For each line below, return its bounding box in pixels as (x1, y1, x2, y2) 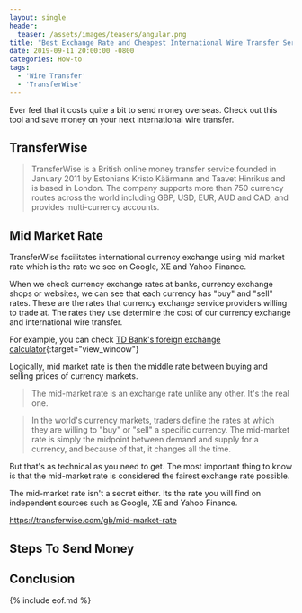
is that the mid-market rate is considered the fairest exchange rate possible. (9, 470, 290, 481)
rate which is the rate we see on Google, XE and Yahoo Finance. (9, 261, 247, 272)
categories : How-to (9, 55, 83, 64)
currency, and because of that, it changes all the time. (31, 443, 232, 454)
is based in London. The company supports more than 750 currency (31, 183, 284, 194)
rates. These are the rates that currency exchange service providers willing (9, 298, 288, 309)
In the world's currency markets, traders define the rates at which (31, 415, 275, 426)
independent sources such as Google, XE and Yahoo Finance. (9, 497, 238, 508)
